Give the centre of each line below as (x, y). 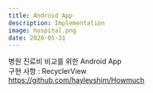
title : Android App (41, 15)
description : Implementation (57, 23)
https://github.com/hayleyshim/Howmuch (76, 80)
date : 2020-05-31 (37, 38)
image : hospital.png (43, 30)
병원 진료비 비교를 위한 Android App (65, 61)
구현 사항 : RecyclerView (47, 72)
